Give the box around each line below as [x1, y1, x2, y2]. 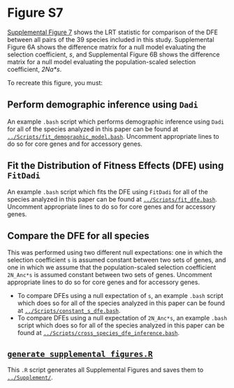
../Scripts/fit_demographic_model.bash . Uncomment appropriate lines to [7, 132, 219, 140]
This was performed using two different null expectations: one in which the [7, 248, 223, 257]
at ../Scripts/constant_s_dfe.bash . [17, 306, 121, 315]
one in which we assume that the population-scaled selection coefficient [7, 263, 217, 271]
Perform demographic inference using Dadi [7, 99, 198, 111]
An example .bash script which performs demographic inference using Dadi [7, 117, 225, 126]
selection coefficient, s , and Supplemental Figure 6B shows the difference [7, 50, 220, 59]
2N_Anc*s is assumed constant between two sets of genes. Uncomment [7, 271, 212, 279]
